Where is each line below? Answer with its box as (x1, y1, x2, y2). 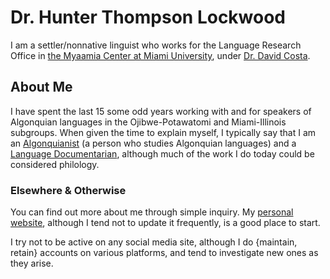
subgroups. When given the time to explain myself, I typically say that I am (10, 126, 317, 138)
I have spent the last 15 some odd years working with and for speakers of (10, 105, 312, 117)
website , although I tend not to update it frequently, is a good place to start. (10, 217, 321, 229)
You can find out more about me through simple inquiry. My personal (10, 206, 294, 218)
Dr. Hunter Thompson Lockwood (10, 6, 287, 29)
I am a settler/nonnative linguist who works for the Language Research (10, 39, 302, 51)
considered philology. (10, 158, 100, 170)
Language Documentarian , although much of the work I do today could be (10, 147, 315, 160)
